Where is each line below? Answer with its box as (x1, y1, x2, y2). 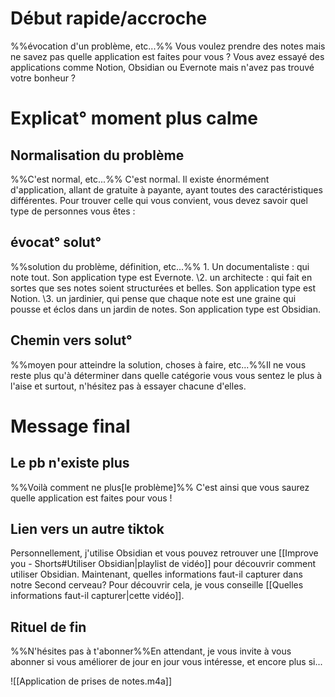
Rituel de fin (10, 618, 87, 636)
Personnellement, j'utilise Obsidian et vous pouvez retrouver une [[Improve (10, 547, 319, 559)
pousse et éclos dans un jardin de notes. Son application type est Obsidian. (10, 303, 321, 315)
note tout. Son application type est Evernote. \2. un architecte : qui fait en (10, 271, 313, 283)
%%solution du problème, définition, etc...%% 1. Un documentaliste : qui (10, 260, 310, 272)
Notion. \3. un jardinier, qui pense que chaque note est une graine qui (10, 292, 297, 304)
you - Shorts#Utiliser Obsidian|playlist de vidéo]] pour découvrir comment (10, 558, 317, 570)
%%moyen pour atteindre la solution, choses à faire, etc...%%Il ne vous (10, 358, 307, 371)
